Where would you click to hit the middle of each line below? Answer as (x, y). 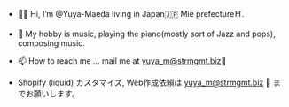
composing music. (51, 43)
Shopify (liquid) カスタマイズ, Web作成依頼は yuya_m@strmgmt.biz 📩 (144, 82)
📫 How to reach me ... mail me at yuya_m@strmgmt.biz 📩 (122, 61)
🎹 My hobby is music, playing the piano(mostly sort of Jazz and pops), (147, 34)
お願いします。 (52, 93)
